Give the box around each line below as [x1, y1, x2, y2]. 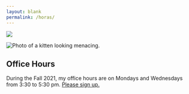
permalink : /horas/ [6, 14, 55, 20]
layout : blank [6, 8, 42, 15]
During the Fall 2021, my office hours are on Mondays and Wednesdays [6, 75, 183, 82]
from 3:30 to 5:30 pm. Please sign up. [6, 81, 100, 88]
